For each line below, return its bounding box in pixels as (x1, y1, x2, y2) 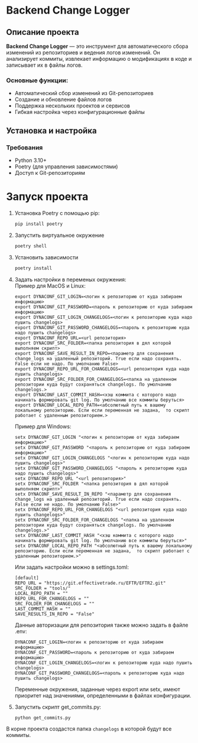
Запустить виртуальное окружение (14, 232, 105, 239)
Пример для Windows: (14, 423, 72, 430)
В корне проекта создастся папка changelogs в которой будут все (6, 725, 172, 732)
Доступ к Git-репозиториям (14, 169, 86, 176)
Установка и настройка (6, 125, 97, 136)
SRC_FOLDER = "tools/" (14, 585, 71, 591)
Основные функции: (6, 76, 69, 84)
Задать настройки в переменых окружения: (14, 276, 126, 283)
